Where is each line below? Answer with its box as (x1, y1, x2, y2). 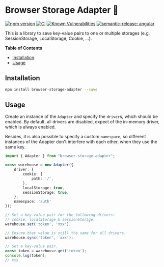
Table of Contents (5, 45, 43, 51)
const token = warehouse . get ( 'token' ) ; (5, 248, 87, 254)
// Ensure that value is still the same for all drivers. (5, 231, 126, 236)
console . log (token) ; (5, 253, 48, 258)
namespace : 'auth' (14, 199, 52, 204)
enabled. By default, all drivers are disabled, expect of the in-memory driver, (5, 119, 160, 125)
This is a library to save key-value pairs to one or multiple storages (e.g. (5, 30, 150, 36)
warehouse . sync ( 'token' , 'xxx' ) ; (5, 235, 74, 240)
